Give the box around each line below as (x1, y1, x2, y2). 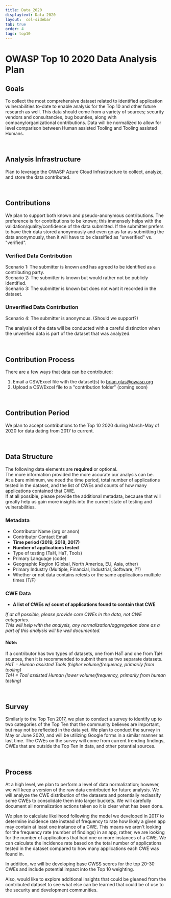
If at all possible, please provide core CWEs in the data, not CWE (5, 611, 142, 618)
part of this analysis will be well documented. (5, 627, 101, 634)
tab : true (5, 21, 27, 27)
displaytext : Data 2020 (5, 12, 56, 17)
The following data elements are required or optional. (5, 466, 118, 472)
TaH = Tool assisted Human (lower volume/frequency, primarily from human (5, 672, 166, 678)
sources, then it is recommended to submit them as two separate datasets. (5, 656, 163, 662)
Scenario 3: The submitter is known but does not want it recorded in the (5, 285, 157, 292)
